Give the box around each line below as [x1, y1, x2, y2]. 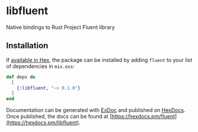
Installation [6, 41, 48, 51]
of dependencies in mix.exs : [6, 62, 75, 70]
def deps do [6, 74, 35, 80]
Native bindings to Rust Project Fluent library [6, 24, 115, 31]
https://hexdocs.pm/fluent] [111, 113, 177, 120]
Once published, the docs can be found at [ [6, 113, 112, 120]
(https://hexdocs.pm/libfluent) [6, 119, 79, 126]
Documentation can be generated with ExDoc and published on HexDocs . [6, 107, 186, 114]
